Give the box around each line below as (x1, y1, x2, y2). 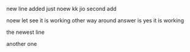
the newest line (6, 28, 45, 36)
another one (6, 41, 37, 47)
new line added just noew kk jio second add (6, 5, 117, 12)
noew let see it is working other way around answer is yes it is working (6, 17, 185, 24)
